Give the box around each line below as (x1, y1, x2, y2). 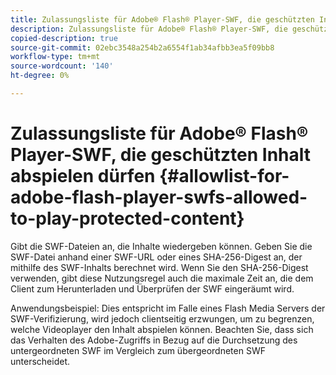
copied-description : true (10, 33, 118, 43)
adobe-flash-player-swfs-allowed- (10, 186, 308, 209)
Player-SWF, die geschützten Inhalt (10, 144, 312, 166)
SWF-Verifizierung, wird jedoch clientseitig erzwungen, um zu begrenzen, (10, 312, 315, 325)
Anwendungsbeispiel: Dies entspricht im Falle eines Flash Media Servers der (10, 302, 326, 314)
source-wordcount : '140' (10, 61, 114, 71)
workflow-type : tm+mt (10, 52, 101, 62)
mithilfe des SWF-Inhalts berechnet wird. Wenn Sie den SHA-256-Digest (10, 261, 309, 273)
